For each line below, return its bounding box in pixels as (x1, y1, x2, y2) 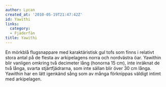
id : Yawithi (5, 17, 30, 22)
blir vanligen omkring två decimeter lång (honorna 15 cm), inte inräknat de (5, 60, 160, 66)
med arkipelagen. (5, 76, 42, 82)
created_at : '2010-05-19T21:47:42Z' (5, 12, 83, 17)
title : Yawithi (5, 36, 38, 41)
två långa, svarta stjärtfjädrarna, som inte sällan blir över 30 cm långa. (5, 65, 151, 71)
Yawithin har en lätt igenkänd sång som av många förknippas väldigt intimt (5, 70, 161, 76)
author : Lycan (5, 7, 36, 13)
